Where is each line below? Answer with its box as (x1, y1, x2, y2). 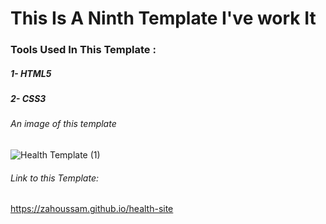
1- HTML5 (10, 67, 52, 79)
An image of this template (10, 118, 117, 130)
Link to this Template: (10, 172, 99, 184)
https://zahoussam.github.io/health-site (10, 203, 174, 215)
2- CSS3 (10, 93, 47, 105)
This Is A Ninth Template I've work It (10, 7, 317, 30)
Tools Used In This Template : (10, 43, 157, 57)
